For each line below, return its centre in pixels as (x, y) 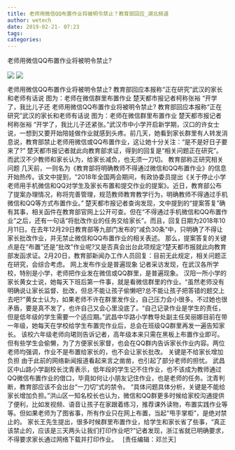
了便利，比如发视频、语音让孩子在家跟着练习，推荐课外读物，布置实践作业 (114, 405)
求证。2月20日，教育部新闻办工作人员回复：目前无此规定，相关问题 (123, 255)
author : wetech (29, 20)
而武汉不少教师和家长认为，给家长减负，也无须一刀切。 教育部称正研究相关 (115, 160)
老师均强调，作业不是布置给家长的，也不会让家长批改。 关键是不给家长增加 (115, 352)
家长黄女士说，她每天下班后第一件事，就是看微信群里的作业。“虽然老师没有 (116, 282)
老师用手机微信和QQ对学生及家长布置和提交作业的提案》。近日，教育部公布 (115, 185)
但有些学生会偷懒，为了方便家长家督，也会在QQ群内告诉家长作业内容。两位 (116, 343)
